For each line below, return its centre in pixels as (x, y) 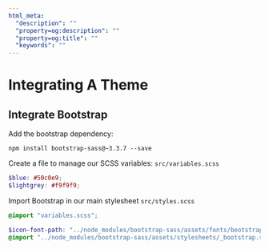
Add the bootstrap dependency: (61, 134)
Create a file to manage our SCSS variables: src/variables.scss (114, 163)
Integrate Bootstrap (58, 114)
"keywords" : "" (41, 46)
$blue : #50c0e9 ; (35, 178)
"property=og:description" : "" (68, 30)
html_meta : (26, 16)
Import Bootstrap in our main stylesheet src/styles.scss (101, 200)
